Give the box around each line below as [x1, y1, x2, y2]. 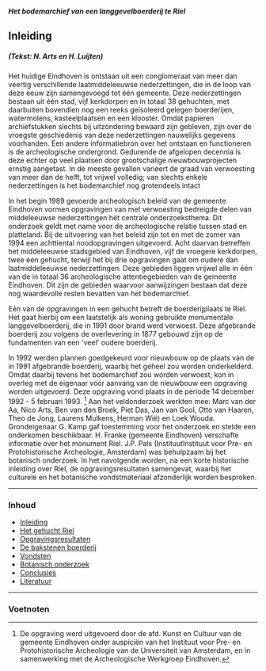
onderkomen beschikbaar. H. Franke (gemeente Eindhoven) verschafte [8, 430, 239, 440]
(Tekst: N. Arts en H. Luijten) [8, 51, 104, 61]
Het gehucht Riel [19, 525, 74, 535]
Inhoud [8, 499, 36, 510]
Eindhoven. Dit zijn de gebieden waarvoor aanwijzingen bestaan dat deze [8, 280, 248, 289]
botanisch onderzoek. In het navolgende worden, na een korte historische [8, 456, 249, 465]
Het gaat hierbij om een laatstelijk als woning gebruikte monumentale [8, 312, 234, 322]
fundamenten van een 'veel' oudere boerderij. [8, 337, 158, 347]
